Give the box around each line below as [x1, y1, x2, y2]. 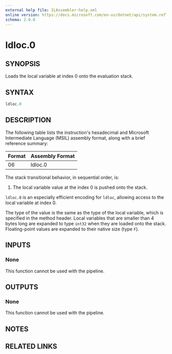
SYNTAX [5, 88, 34, 96]
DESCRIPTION [5, 116, 51, 125]
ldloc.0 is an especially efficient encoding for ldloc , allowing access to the [5, 194, 164, 200]
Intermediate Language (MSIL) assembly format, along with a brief [5, 134, 145, 141]
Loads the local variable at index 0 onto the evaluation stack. [5, 73, 134, 80]
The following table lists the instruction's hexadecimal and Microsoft [5, 129, 149, 135]
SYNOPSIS [5, 60, 40, 68]
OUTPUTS [5, 283, 38, 291]
